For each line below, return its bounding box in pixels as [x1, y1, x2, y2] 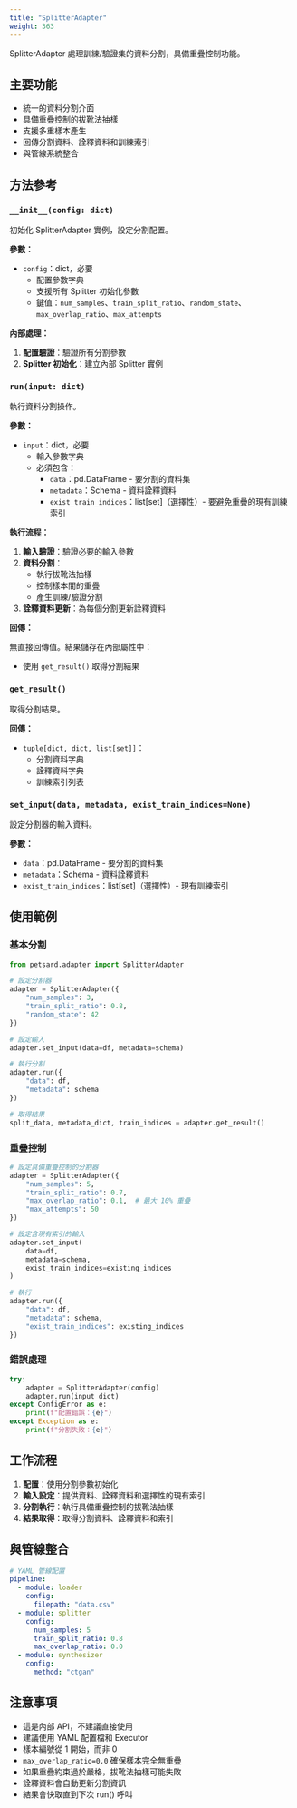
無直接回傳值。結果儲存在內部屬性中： [9, 642, 152, 653]
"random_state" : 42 [25, 1009, 100, 1019]
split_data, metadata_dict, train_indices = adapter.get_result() [9, 1118, 265, 1127]
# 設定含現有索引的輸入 [9, 1230, 86, 1239]
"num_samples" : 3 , [25, 993, 95, 1003]
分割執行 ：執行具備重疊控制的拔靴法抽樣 [22, 1501, 174, 1512]
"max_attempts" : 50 [25, 1204, 100, 1214]
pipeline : [9, 1575, 47, 1584]
